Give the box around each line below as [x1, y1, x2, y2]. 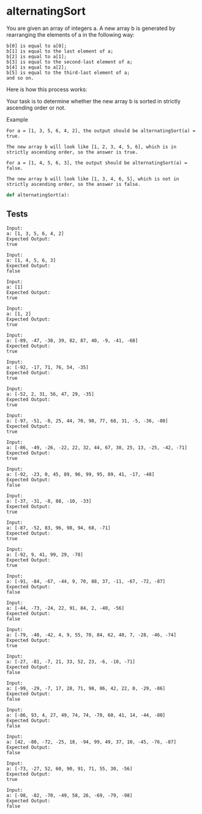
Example [6, 116, 29, 123]
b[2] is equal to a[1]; [6, 53, 67, 59]
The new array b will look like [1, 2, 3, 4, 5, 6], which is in [6, 144, 176, 150]
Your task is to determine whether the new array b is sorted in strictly [6, 97, 181, 105]
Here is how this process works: [6, 86, 88, 93]
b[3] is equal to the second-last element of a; [6, 59, 133, 65]
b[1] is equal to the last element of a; [6, 48, 114, 54]
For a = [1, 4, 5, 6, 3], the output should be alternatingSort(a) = [6, 160, 188, 166]
